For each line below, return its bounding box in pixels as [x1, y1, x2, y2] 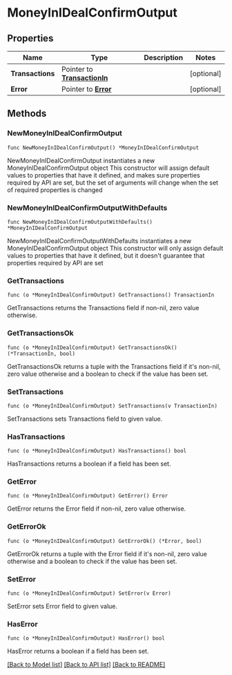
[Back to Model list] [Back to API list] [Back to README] [7, 660, 166, 669]
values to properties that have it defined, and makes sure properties [7, 171, 200, 179]
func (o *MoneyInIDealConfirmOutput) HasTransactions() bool [7, 448, 187, 455]
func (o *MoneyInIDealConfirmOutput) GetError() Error [7, 493, 168, 500]
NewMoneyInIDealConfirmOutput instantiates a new [7, 156, 155, 164]
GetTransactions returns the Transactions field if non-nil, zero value [7, 304, 200, 312]
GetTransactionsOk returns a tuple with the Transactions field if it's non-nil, [7, 362, 221, 370]
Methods [7, 108, 47, 120]
